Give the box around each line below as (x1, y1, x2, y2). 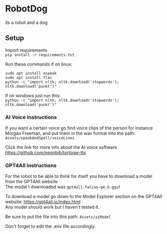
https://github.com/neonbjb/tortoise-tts (5, 150, 86, 156)
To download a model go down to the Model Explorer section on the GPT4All (5, 194, 163, 200)
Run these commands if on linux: (5, 61, 73, 67)
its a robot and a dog (5, 19, 48, 25)
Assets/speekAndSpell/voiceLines (5, 135, 75, 141)
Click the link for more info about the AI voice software (5, 144, 117, 150)
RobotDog (5, 3, 48, 14)
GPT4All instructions (5, 162, 57, 169)
